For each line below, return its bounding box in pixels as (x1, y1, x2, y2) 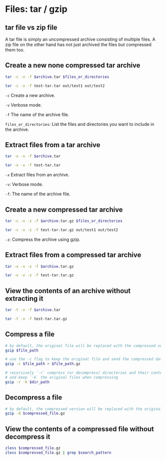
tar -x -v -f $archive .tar (5, 154, 61, 159)
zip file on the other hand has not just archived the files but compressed (5, 42, 152, 48)
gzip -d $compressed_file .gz (5, 411, 65, 416)
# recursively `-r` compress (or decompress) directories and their (5, 370, 149, 375)
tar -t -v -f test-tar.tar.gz (5, 316, 68, 321)
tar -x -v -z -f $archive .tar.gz (5, 264, 74, 269)
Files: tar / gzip (5, 3, 68, 15)
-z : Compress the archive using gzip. (5, 236, 81, 242)
